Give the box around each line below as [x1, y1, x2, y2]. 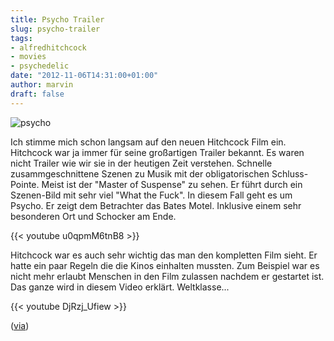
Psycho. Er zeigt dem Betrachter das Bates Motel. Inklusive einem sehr [10, 199, 302, 211]
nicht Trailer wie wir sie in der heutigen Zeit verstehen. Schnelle [10, 157, 273, 169]
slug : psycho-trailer [10, 24, 101, 34]
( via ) [10, 319, 30, 331]
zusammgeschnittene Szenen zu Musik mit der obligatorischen [10, 167, 270, 180]
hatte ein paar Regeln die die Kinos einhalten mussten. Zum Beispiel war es [10, 259, 320, 271]
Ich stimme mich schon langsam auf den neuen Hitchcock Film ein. [10, 136, 287, 148]
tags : [10, 33, 33, 43]
